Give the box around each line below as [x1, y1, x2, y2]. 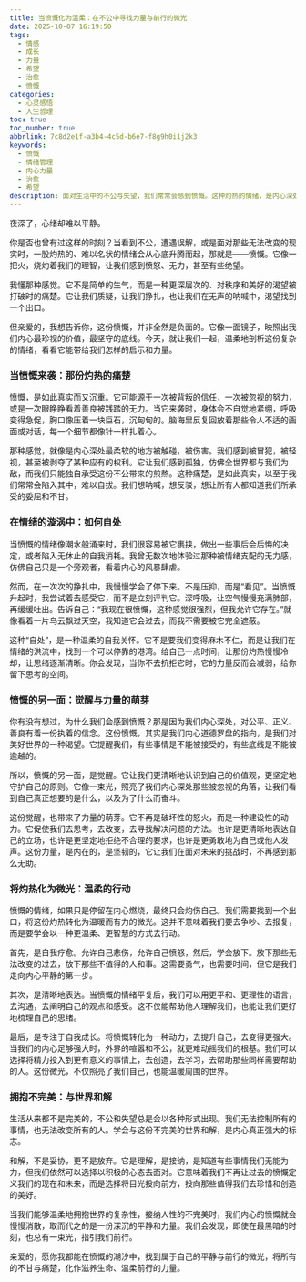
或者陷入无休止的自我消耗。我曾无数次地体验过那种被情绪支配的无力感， [25, 549, 297, 561]
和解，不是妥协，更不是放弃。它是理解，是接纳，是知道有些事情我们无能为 [9, 1155, 289, 1166]
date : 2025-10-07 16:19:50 [9, 22, 112, 31]
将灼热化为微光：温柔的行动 [9, 882, 131, 895]
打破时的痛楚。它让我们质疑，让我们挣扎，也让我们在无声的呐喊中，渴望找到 [9, 291, 297, 301]
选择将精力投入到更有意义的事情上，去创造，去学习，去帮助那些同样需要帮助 [9, 1055, 297, 1066]
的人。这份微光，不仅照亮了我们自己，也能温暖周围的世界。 [9, 1066, 233, 1077]
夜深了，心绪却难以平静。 [9, 218, 106, 228]
